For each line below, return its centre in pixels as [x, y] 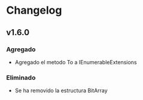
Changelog [34, 10]
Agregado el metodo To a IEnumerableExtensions [76, 62]
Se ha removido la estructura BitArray [61, 90]
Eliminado [21, 77]
